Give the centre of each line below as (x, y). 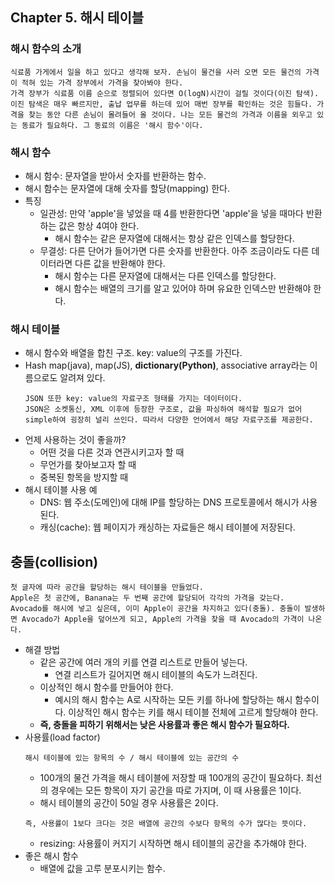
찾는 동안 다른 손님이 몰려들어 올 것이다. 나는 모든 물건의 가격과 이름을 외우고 (170, 114)
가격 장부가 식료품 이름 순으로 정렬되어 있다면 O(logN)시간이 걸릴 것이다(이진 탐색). (165, 93)
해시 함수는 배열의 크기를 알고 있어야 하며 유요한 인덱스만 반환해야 (183, 288)
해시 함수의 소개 (46, 49)
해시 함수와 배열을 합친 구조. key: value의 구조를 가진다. (133, 353)
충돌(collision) (54, 561)
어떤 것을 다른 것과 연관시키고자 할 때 (112, 452)
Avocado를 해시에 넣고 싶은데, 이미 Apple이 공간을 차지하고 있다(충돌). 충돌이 (155, 609)
